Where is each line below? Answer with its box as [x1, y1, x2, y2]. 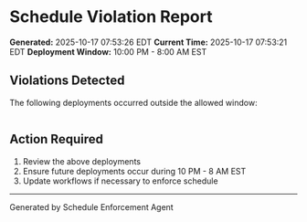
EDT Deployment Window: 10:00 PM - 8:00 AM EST [9, 46, 207, 57]
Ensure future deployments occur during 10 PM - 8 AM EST [22, 165, 247, 176]
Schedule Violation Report [9, 6, 213, 27]
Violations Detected [9, 73, 125, 89]
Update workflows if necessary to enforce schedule [22, 175, 218, 186]
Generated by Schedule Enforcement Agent [9, 201, 174, 212]
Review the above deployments [22, 155, 142, 166]
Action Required [9, 132, 103, 147]
